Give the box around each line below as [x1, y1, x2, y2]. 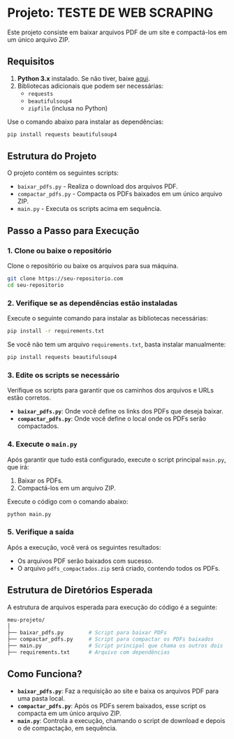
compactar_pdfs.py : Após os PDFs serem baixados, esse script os [17, 701, 206, 710]
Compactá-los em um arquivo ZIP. [17, 483, 117, 492]
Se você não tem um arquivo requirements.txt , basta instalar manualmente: [7, 340, 226, 349]
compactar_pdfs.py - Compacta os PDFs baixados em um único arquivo [17, 190, 223, 198]
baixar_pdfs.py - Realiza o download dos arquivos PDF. [17, 182, 178, 191]
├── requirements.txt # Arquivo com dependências [7, 648, 170, 656]
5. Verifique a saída [7, 527, 75, 537]
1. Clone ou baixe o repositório [7, 246, 112, 256]
